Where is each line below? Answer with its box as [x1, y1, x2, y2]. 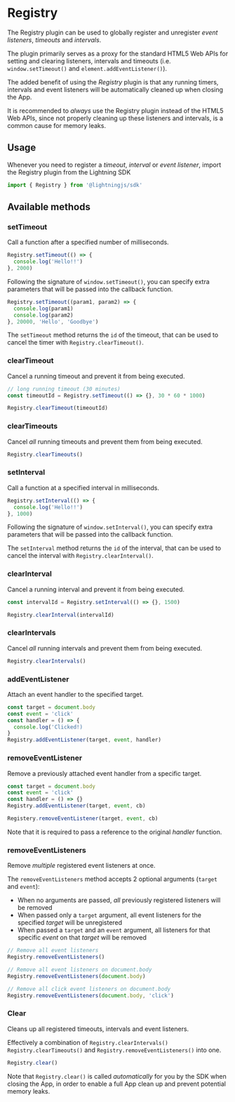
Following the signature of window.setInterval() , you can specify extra [7, 523, 213, 532]
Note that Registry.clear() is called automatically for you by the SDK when [7, 1072, 227, 1080]
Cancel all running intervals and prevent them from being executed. [7, 643, 203, 652]
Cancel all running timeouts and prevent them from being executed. [7, 437, 203, 446]
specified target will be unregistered [17, 918, 123, 927]
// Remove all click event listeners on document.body [7, 985, 171, 992]
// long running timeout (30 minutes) [7, 385, 121, 392]
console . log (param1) [13, 305, 74, 312]
